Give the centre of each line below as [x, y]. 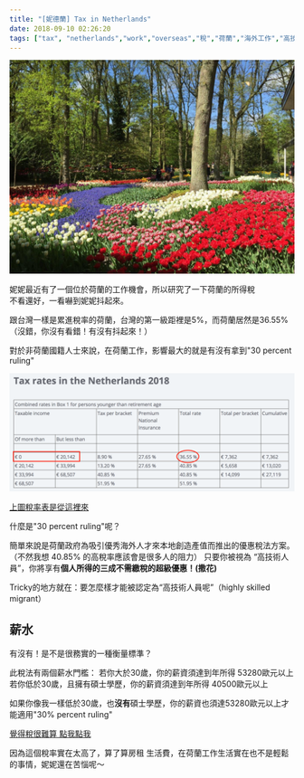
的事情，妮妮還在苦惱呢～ [57, 764]
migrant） [28, 599]
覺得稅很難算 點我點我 [50, 734]
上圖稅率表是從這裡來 [49, 508]
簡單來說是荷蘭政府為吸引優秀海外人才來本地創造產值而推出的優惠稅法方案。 [152, 546]
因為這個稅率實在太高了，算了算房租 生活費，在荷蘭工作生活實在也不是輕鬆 [149, 753]
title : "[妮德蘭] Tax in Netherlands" [81, 19]
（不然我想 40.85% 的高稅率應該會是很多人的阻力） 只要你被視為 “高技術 [145, 557]
